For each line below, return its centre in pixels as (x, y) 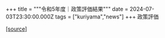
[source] (16, 29)
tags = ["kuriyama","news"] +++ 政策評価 (107, 17)
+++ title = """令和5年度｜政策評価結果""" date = (67, 9)
